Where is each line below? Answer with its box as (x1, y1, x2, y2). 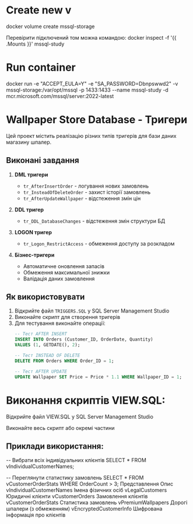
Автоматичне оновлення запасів (23, 262, 105, 269)
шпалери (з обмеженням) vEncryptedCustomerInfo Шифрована (6, 505, 163, 512)
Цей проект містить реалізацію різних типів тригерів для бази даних (6, 132, 177, 139)
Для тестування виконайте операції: (14, 320, 106, 327)
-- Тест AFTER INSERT (14, 331, 67, 337)
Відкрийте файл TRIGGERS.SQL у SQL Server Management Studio (14, 307, 170, 314)
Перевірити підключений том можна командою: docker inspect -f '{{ (6, 34, 177, 41)
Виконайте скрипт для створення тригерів (14, 314, 121, 321)
